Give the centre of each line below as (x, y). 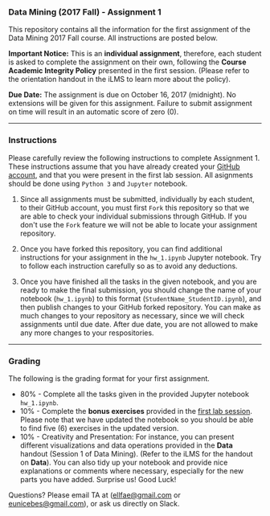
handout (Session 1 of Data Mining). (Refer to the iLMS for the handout (136, 453)
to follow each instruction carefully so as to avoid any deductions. (129, 266)
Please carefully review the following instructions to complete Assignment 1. (134, 158)
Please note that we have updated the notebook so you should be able (137, 420)
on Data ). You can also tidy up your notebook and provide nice (124, 462)
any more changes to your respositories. (87, 333)
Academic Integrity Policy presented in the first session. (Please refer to (129, 71)
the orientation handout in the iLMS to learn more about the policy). (120, 80)
